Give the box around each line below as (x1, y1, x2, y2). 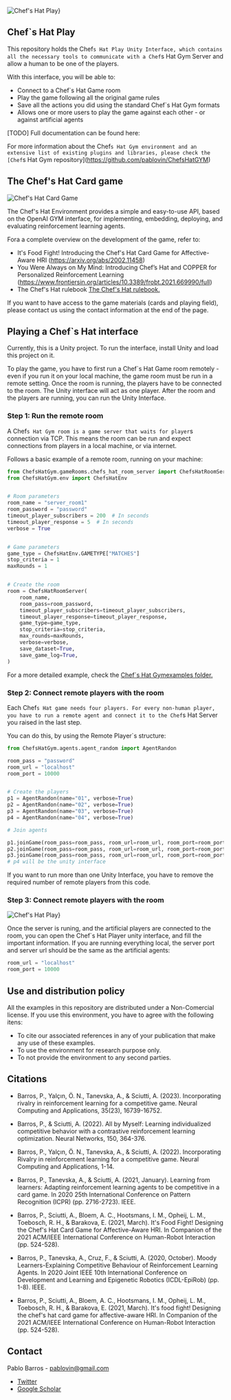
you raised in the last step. (7, 718, 82, 727)
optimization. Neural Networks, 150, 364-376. (16, 1134, 146, 1142)
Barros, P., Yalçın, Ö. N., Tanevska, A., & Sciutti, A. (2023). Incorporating (16, 1091, 221, 1099)
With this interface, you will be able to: (7, 72, 115, 81)
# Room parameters (7, 493, 60, 500)
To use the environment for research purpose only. (16, 1046, 162, 1055)
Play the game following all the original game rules (16, 93, 160, 101)
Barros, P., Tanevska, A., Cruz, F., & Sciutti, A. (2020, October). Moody (16, 1253, 217, 1261)
